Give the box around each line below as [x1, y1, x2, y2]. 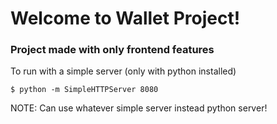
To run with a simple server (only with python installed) [10, 65, 237, 77]
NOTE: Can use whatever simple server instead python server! [10, 102, 268, 114]
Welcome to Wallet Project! [10, 7, 241, 30]
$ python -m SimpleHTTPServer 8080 [10, 85, 159, 95]
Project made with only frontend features [10, 43, 215, 57]
